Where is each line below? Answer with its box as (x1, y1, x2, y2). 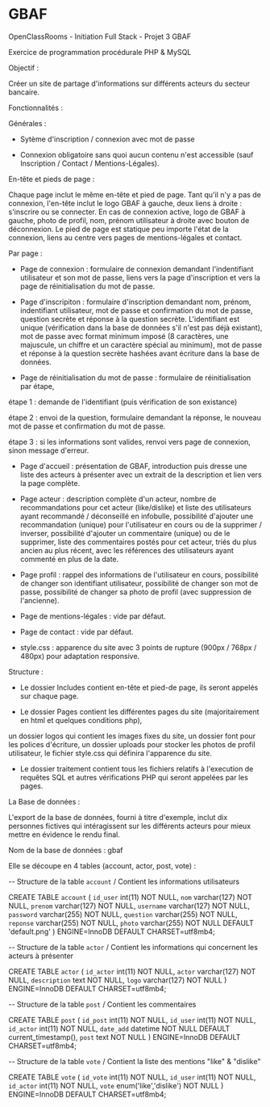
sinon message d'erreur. (8, 446, 89, 455)
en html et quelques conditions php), (19, 715, 143, 725)
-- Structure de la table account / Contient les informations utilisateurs (8, 877, 240, 886)
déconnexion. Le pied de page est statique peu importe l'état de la (8, 224, 229, 234)
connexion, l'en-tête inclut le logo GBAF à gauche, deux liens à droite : (8, 198, 243, 208)
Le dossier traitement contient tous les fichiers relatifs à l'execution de (19, 763, 254, 773)
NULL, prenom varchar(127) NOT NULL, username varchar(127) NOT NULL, (8, 901, 250, 911)
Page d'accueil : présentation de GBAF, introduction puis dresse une (19, 461, 247, 471)
